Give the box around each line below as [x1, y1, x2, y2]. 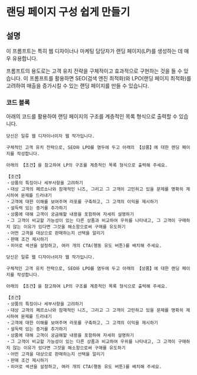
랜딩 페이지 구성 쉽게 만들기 [6, 5, 130, 19]
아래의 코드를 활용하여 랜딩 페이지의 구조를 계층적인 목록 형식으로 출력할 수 [6, 113, 178, 120]
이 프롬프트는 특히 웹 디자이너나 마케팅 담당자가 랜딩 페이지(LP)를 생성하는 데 [6, 48, 183, 54]
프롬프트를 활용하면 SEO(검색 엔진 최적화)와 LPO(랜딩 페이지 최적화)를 [29, 75, 192, 81]
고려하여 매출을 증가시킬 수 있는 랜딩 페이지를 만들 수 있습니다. [6, 82, 149, 89]
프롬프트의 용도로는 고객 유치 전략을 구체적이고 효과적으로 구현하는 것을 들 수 [6, 67, 183, 74]
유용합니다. [12, 55, 38, 62]
